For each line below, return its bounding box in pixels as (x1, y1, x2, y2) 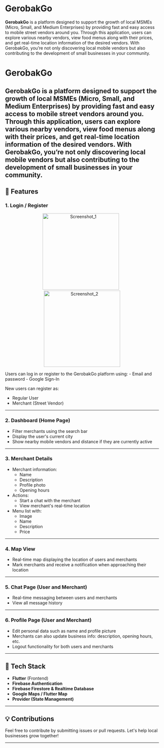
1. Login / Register (5, 202, 48, 209)
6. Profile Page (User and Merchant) (5, 617, 92, 623)
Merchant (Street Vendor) (12, 400, 64, 406)
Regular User (12, 395, 39, 401)
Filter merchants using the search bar (12, 428, 88, 434)
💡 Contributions (5, 714, 55, 723)
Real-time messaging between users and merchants (12, 595, 117, 601)
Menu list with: (12, 508, 42, 513)
